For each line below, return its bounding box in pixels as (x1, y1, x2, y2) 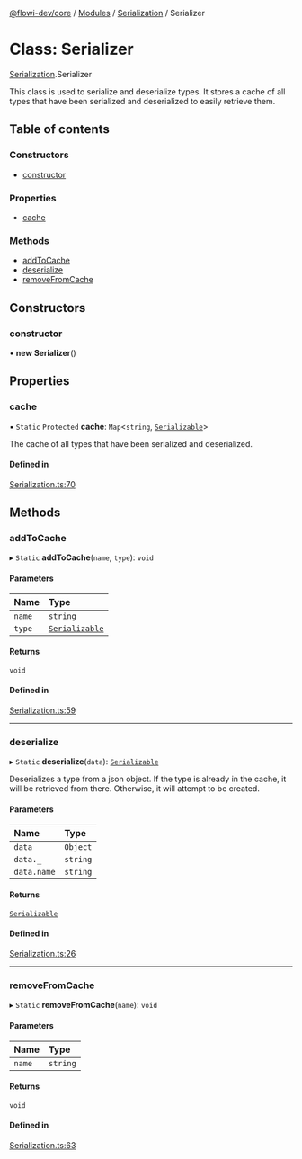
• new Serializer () (9, 347, 76, 358)
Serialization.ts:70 (9, 478, 76, 489)
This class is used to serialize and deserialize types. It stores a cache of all (9, 85, 286, 97)
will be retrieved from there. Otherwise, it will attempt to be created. (9, 783, 261, 794)
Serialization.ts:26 (9, 949, 76, 958)
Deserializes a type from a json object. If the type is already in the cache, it (9, 773, 287, 785)
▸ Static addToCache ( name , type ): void (9, 552, 155, 563)
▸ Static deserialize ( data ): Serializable (9, 756, 159, 767)
